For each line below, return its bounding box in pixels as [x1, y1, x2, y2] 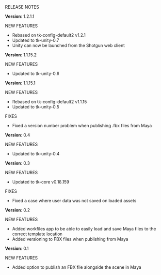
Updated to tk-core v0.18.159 [12, 179, 69, 184]
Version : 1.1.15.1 [5, 80, 35, 86]
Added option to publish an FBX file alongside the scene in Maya [12, 264, 142, 270]
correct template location [12, 231, 63, 237]
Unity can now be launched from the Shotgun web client [12, 43, 125, 48]
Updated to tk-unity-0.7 [12, 37, 59, 43]
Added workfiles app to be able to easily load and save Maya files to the [12, 226, 156, 231]
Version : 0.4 [5, 132, 31, 137]
